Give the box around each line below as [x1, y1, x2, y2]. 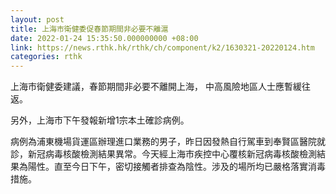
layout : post [10, 14, 65, 25]
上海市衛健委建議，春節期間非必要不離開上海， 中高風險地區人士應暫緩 [10, 81, 302, 93]
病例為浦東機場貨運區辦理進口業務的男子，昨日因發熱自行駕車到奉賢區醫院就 [10, 136, 326, 148]
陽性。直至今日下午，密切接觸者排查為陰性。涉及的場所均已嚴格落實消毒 [27, 161, 326, 173]
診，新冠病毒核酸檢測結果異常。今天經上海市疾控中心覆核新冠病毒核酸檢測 [10, 148, 317, 160]
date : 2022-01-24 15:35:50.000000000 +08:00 [10, 33, 199, 43]
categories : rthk [10, 52, 83, 62]
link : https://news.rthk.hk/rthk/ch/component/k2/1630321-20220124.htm [10, 42, 315, 53]
